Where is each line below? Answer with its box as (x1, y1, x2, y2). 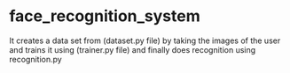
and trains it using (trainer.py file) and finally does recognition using (9, 44, 256, 55)
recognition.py (9, 54, 62, 64)
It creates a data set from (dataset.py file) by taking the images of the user (9, 35, 281, 46)
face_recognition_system (9, 6, 201, 26)
